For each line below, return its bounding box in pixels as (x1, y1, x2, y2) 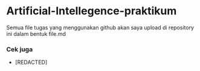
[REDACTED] (15, 58, 48, 66)
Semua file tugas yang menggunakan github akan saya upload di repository (6, 24, 195, 31)
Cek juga (6, 45, 33, 53)
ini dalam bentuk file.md (6, 30, 66, 37)
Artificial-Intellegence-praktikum (6, 4, 177, 18)
